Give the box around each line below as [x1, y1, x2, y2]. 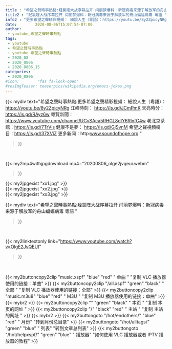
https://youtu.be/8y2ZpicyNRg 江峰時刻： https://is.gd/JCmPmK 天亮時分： [5, 104, 165, 111]
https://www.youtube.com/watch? [60, 238, 132, 244]
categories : [5, 70, 31, 75]
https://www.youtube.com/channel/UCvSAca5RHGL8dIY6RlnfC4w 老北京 [5, 117, 161, 123]
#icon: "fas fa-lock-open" [5, 79, 79, 84]
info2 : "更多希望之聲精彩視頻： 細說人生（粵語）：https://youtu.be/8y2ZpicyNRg [5, 17, 167, 22]
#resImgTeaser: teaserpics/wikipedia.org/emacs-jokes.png [5, 83, 132, 89]
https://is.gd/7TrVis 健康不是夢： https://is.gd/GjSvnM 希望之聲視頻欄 [14, 124, 161, 130]
